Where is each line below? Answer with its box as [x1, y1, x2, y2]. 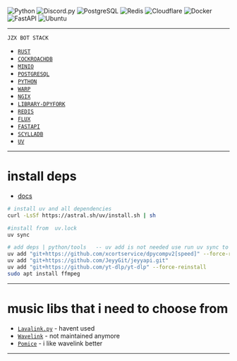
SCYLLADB [17, 131, 44, 138]
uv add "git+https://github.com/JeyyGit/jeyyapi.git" [7, 257, 169, 264]
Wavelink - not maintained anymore [17, 331, 120, 340]
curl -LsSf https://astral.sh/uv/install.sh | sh [7, 212, 157, 219]
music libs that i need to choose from [7, 301, 229, 316]
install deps [7, 168, 77, 184]
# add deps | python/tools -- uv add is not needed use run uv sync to [7, 244, 229, 251]
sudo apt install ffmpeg [7, 270, 80, 277]
